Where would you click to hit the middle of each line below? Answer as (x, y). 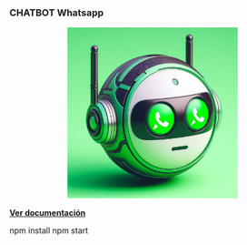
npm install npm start (49, 230)
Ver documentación (48, 213)
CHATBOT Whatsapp (57, 13)
